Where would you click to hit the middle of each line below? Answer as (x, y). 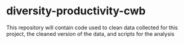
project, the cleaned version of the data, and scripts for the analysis (90, 33)
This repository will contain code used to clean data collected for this (92, 27)
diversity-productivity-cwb (76, 11)
